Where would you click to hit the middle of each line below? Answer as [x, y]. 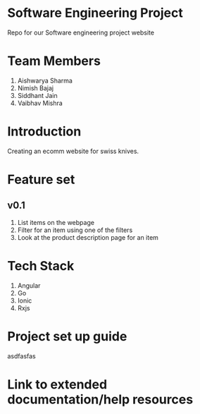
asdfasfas [22, 356]
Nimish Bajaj [36, 88]
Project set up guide [67, 336]
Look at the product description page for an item [88, 237]
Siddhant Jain [37, 95]
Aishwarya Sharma [45, 80]
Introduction [44, 132]
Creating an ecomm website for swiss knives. [73, 151]
